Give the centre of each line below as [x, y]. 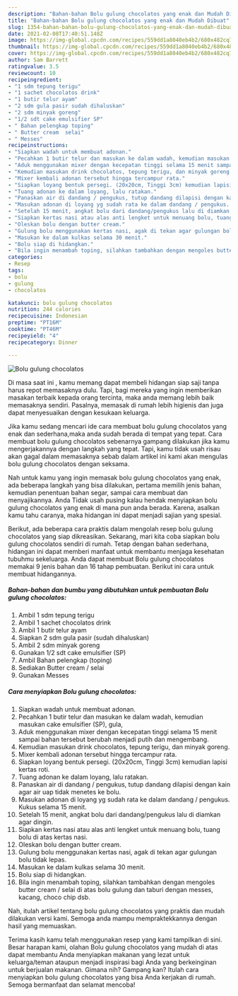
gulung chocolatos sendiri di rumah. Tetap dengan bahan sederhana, [108, 544]
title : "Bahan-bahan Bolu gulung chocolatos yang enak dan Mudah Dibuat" [119, 21]
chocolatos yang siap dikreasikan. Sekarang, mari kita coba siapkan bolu [114, 536]
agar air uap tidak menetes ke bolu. [70, 792]
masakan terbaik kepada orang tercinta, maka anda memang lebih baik [111, 398]
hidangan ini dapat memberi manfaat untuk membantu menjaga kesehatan [116, 551]
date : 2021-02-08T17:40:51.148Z [55, 34]
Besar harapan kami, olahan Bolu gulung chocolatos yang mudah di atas [113, 947]
